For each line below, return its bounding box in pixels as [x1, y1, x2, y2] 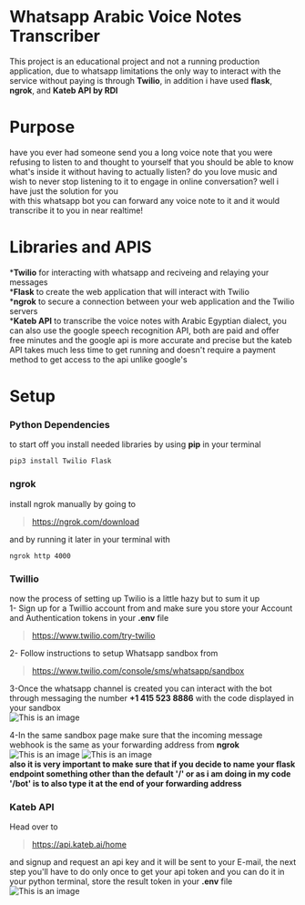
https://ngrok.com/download [31, 516, 139, 527]
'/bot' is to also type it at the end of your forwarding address [9, 778, 242, 788]
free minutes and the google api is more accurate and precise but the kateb [9, 334, 293, 345]
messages [9, 276, 48, 288]
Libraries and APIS [9, 237, 152, 258]
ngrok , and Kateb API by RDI [9, 85, 118, 96]
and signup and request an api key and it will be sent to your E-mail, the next [9, 857, 297, 868]
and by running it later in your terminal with [9, 534, 170, 544]
